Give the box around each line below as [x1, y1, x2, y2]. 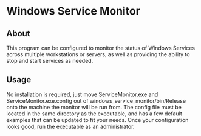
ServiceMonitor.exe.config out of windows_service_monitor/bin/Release [6, 97, 186, 104]
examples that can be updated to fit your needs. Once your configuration [6, 116, 189, 123]
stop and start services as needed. [6, 57, 94, 64]
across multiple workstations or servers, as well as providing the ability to [6, 51, 190, 58]
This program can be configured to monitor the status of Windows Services [6, 44, 196, 51]
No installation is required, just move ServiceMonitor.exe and [6, 91, 158, 98]
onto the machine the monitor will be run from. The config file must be [6, 103, 182, 111]
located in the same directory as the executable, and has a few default [6, 110, 182, 117]
